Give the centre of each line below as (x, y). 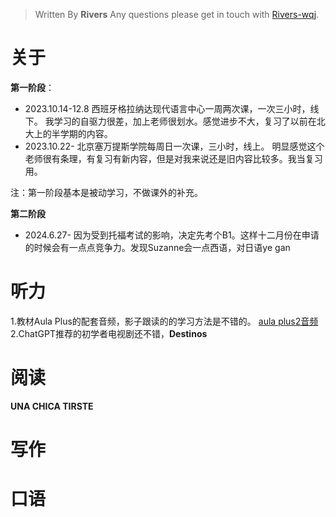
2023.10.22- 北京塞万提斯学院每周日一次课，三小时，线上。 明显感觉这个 (174, 146)
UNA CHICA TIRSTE (52, 406)
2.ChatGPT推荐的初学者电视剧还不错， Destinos (109, 333)
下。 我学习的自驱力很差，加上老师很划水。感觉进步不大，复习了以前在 (170, 121)
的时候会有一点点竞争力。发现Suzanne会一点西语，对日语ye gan (157, 247)
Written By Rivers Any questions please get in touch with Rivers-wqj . (177, 14)
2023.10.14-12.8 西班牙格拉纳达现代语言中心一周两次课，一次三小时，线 (172, 108)
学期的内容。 (86, 133)
